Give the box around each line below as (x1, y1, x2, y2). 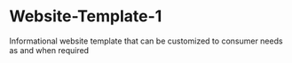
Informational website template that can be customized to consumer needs (9, 35, 283, 46)
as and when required (9, 44, 90, 55)
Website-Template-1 (9, 6, 162, 27)
